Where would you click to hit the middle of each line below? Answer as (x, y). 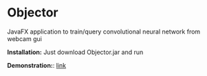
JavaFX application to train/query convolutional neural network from (104, 31)
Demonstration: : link (37, 65)
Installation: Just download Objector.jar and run (75, 52)
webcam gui (25, 38)
